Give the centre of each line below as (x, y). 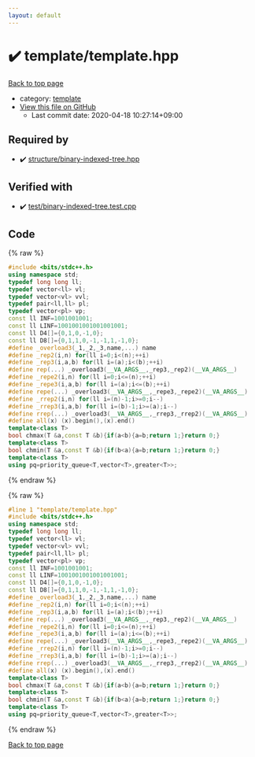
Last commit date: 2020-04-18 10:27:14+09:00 (107, 115)
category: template (50, 98)
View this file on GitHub (58, 106)
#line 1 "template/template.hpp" (63, 510)
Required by (39, 140)
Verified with (41, 187)
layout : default (35, 15)
